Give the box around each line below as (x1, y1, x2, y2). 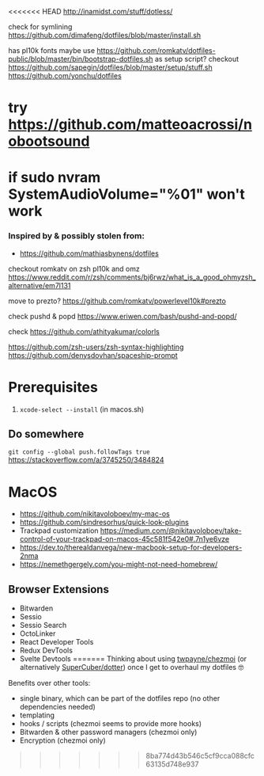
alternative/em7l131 (8, 280, 71, 290)
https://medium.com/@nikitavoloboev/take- (100, 526, 243, 535)
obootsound (8, 132, 90, 150)
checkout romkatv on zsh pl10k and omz (8, 264, 140, 273)
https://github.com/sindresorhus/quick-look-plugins (19, 518, 190, 527)
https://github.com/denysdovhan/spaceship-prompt (8, 350, 178, 359)
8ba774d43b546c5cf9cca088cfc (145, 751, 255, 761)
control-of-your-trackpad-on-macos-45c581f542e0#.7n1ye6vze (19, 534, 230, 544)
